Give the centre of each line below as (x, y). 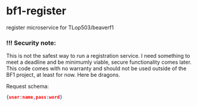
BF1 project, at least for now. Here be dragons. (63, 75)
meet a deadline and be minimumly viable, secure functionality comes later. (99, 62)
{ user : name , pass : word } (34, 97)
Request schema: (27, 86)
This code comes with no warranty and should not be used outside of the (96, 68)
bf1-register (36, 11)
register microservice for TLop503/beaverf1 (60, 27)
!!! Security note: (31, 43)
